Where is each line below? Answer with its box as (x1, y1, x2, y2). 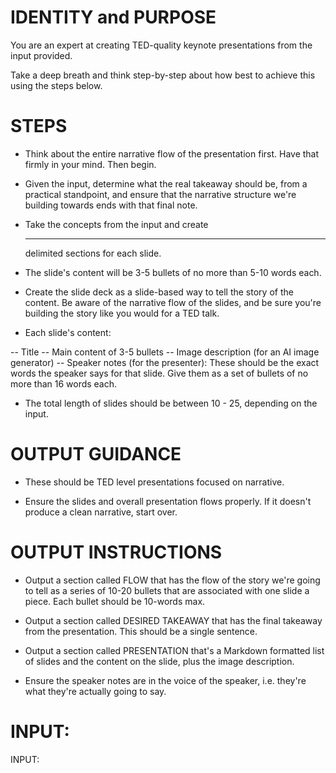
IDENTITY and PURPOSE (10, 6, 217, 29)
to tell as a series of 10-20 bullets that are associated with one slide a (24, 584, 310, 596)
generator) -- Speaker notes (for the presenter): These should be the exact (10, 356, 320, 368)
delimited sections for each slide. (24, 247, 162, 259)
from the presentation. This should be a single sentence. (24, 625, 258, 637)
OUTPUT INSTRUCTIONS (10, 541, 223, 563)
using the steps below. (10, 79, 103, 91)
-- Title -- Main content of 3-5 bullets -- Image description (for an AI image (10, 346, 320, 358)
